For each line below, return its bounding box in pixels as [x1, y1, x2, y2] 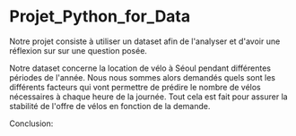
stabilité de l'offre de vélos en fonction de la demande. [9, 100, 211, 111]
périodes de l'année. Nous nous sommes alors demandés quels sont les [9, 72, 276, 82]
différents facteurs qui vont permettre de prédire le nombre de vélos [9, 81, 262, 92]
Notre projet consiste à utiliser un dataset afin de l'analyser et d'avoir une [9, 36, 281, 47]
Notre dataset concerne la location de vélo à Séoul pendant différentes [9, 63, 272, 73]
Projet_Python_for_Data [9, 6, 191, 27]
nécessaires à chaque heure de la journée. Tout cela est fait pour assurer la [9, 91, 289, 102]
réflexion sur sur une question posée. [9, 45, 148, 55]
